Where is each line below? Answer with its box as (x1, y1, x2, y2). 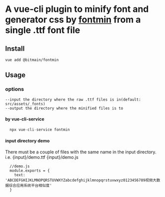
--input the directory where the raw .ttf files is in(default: (5, 97, 141, 102)
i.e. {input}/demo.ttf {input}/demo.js (5, 154, 79, 160)
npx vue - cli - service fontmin (9, 127, 70, 132)
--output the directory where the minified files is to (5, 106, 123, 111)
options (5, 86, 24, 93)
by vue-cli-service (5, 116, 45, 122)
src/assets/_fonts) (5, 101, 46, 106)
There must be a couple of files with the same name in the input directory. (5, 149, 157, 155)
